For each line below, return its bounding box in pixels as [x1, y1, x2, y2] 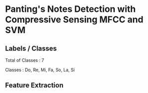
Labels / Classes [5, 44, 57, 52]
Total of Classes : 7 [5, 57, 45, 63]
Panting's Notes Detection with [5, 3, 136, 15]
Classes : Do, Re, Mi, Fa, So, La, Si [5, 67, 75, 73]
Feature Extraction [5, 81, 63, 90]
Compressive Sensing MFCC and [5, 14, 144, 25]
